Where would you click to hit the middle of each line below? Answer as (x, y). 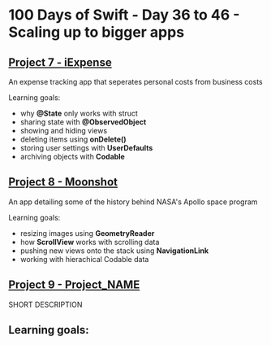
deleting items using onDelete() (73, 139)
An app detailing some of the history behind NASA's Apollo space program (133, 202)
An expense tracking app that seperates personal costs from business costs (135, 82)
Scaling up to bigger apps (97, 32)
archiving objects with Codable (73, 157)
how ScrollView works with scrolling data (90, 242)
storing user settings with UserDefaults (86, 148)
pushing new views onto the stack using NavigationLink (114, 251)
